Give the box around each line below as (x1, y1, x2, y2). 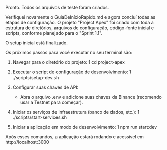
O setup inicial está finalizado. (5, 40, 68, 46)
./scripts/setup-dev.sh (12, 74, 59, 80)
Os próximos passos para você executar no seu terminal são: (5, 50, 133, 55)
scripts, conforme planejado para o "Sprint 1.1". (5, 30, 102, 36)
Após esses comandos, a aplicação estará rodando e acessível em (5, 134, 144, 140)
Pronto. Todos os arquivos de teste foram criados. (5, 5, 109, 10)
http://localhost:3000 (5, 139, 49, 145)
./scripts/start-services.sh (12, 114, 67, 120)
